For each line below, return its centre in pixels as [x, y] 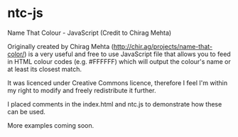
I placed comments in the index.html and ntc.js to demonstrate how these [115, 104]
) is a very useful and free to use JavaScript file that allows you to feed [128, 54]
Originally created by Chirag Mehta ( [60, 46]
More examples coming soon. [51, 125]
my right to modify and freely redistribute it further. [82, 90]
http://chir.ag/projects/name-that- [163, 46]
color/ [16, 54]
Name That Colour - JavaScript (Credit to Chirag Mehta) [90, 33]
